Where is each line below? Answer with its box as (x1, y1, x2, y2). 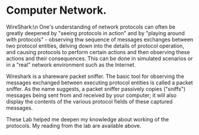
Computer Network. (6, 4, 107, 17)
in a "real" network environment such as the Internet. (6, 61, 136, 68)
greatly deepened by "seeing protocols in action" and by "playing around (6, 29, 185, 36)
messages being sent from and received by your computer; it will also (6, 92, 177, 99)
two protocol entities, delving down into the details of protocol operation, (6, 42, 185, 49)
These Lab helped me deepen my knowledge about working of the (6, 115, 169, 123)
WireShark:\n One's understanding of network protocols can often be (6, 23, 176, 30)
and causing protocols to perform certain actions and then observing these (6, 48, 190, 55)
